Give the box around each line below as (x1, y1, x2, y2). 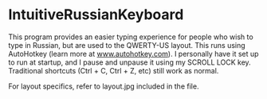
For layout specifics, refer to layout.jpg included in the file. (8, 81, 199, 91)
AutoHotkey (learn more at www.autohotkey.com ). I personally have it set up (8, 49, 259, 58)
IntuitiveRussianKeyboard (8, 6, 184, 24)
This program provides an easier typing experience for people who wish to (8, 32, 253, 42)
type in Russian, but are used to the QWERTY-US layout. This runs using (8, 40, 245, 49)
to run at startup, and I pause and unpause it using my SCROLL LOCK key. (8, 57, 251, 67)
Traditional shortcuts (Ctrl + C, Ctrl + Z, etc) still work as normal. (8, 65, 219, 75)
